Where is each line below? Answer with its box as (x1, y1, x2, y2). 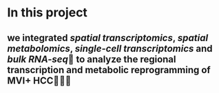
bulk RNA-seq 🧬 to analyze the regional (7, 53, 176, 65)
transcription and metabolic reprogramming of (7, 64, 211, 76)
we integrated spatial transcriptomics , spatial (7, 32, 209, 44)
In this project (7, 5, 88, 21)
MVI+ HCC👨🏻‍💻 (7, 75, 72, 86)
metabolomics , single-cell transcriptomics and (7, 42, 213, 54)
